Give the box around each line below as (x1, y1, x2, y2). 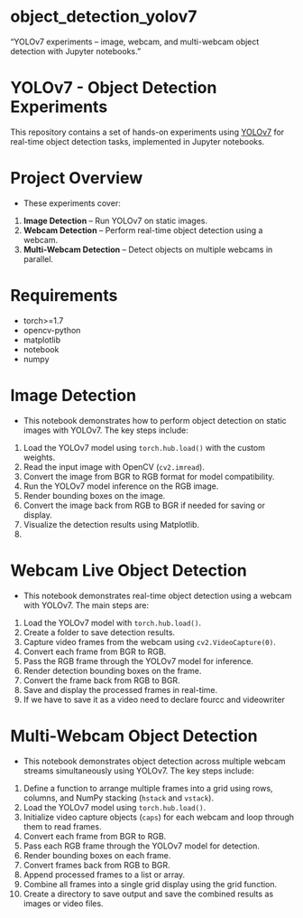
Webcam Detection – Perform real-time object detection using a (23, 224, 263, 236)
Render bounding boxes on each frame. (23, 849, 171, 860)
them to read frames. (23, 820, 102, 832)
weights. (23, 452, 56, 463)
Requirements (10, 286, 118, 305)
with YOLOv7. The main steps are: (23, 599, 150, 611)
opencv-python (23, 324, 81, 335)
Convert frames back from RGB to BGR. (23, 859, 170, 870)
